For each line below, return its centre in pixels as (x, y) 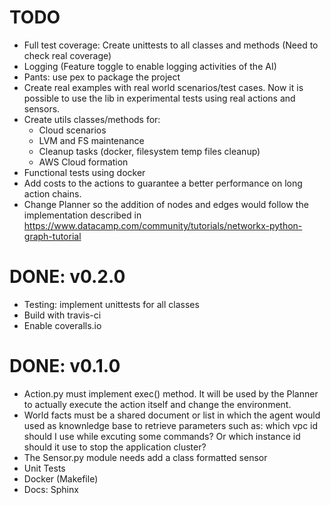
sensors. (42, 108)
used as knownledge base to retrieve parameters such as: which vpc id (171, 425)
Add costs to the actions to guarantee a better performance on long (163, 183)
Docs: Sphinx (51, 489)
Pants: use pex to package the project (102, 77)
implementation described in (82, 215)
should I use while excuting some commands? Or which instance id (162, 436)
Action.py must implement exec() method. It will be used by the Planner (171, 393)
